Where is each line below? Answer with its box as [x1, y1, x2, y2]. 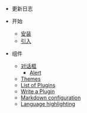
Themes [20, 75, 41, 82]
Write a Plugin [20, 88, 55, 95]
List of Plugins [20, 82, 56, 88]
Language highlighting [20, 101, 76, 107]
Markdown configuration [20, 94, 81, 101]
